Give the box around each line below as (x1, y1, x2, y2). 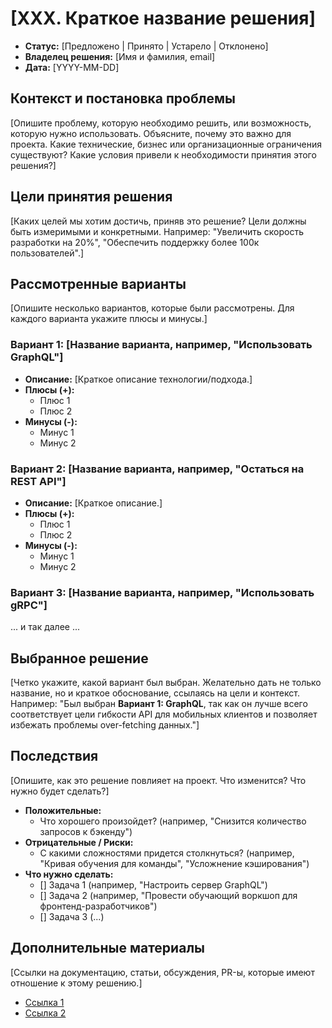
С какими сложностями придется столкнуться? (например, (39, 847, 295, 859)
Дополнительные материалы (10, 940, 206, 957)
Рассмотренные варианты (10, 275, 187, 292)
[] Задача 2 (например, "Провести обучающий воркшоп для (39, 889, 298, 901)
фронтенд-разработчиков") (39, 900, 158, 912)
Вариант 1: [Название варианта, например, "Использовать (10, 338, 313, 352)
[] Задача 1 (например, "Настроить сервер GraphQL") (39, 878, 268, 891)
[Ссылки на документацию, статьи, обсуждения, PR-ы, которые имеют (10, 966, 315, 978)
